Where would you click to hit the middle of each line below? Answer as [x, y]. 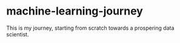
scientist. [18, 34]
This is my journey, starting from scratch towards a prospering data [90, 28]
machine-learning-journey [75, 11]
